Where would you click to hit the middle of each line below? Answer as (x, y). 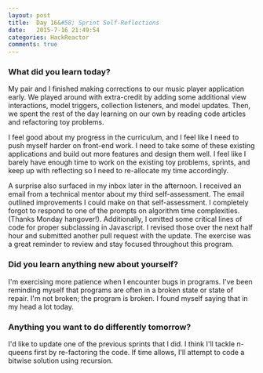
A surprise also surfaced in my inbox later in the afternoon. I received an (125, 186)
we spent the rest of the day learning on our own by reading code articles (127, 114)
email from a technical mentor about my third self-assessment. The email (126, 194)
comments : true (33, 45)
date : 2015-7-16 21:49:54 (54, 30)
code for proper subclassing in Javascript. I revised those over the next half (131, 227)
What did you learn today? (60, 72)
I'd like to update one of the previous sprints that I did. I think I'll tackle (122, 344)
